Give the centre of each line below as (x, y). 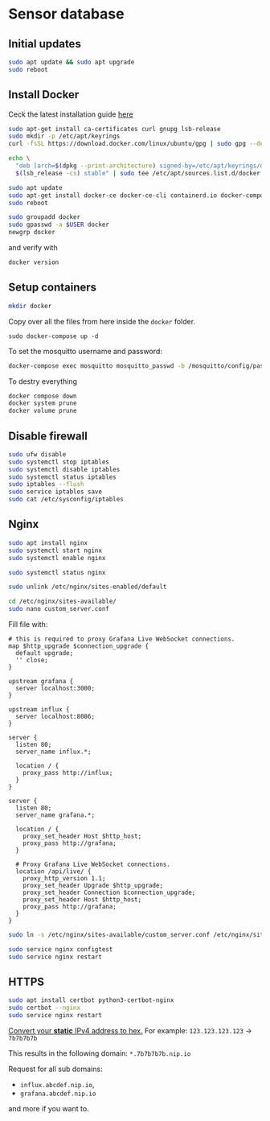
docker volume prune (43, 411)
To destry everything (43, 381)
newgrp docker (32, 233)
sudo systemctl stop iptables (59, 462)
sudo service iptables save (55, 492)
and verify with (33, 248)
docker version (34, 262)
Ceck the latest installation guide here (71, 114)
